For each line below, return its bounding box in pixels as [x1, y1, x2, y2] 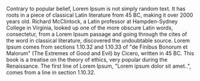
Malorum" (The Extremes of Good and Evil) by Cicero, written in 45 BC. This [6, 50, 195, 56]
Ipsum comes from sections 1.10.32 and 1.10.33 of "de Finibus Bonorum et [6, 43, 188, 50]
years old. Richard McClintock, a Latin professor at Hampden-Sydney [6, 18, 178, 25]
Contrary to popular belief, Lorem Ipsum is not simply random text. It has [6, 5, 186, 12]
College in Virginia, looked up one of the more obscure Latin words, [6, 24, 173, 31]
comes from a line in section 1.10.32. [6, 69, 96, 76]
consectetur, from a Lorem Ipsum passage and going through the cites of [6, 31, 187, 38]
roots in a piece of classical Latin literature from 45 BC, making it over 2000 [6, 11, 193, 19]
